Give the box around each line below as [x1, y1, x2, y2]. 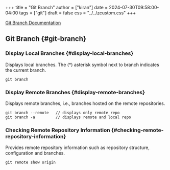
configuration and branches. [5, 150, 65, 156]
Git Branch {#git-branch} [5, 34, 87, 43]
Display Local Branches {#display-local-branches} [5, 50, 134, 57]
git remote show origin [5, 160, 56, 165]
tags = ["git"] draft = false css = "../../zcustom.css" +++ [19, 10, 136, 16]
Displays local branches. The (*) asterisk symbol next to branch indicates [5, 61, 159, 68]
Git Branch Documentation [5, 20, 61, 26]
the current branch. [5, 67, 46, 73]
